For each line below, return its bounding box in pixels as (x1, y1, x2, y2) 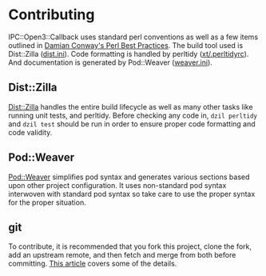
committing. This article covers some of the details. (8, 258, 177, 269)
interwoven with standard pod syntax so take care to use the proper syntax (8, 189, 256, 198)
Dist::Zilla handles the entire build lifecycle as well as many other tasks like (8, 102, 253, 111)
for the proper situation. (8, 198, 86, 207)
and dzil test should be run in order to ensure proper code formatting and (8, 118, 256, 129)
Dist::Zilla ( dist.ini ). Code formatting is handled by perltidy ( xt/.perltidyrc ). (8, 49, 249, 58)
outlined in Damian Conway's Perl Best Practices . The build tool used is (8, 40, 244, 50)
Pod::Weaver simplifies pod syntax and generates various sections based (8, 172, 250, 182)
